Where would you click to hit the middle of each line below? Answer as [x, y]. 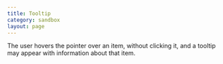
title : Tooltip [29, 13]
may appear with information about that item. [71, 53]
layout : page [26, 26]
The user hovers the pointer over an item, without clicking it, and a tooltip [111, 46]
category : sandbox [34, 20]
